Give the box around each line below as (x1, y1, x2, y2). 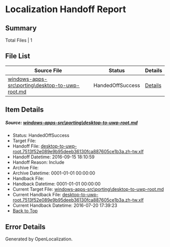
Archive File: (12, 165, 39, 171)
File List (5, 52, 30, 60)
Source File (34, 67, 62, 74)
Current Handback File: (12, 192, 62, 198)
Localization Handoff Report (5, 4, 126, 15)
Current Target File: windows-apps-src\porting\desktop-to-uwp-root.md (12, 186, 164, 192)
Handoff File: (12, 143, 40, 149)
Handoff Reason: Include (12, 159, 65, 165)
